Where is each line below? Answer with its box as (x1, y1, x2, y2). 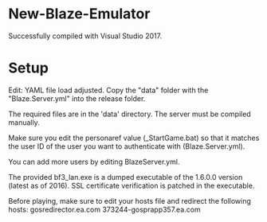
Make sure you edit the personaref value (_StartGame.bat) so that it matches (8, 133, 260, 142)
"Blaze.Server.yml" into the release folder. (8, 93, 146, 103)
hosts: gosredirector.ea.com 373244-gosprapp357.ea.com (8, 204, 201, 214)
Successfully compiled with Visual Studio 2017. (8, 31, 162, 41)
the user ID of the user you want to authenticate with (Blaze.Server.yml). (8, 141, 245, 151)
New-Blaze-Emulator (8, 5, 151, 23)
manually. (8, 117, 40, 127)
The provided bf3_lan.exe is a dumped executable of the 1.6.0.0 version (8, 172, 243, 181)
